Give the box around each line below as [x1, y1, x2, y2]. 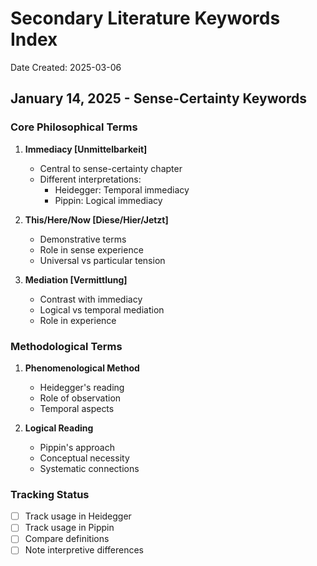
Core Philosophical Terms [10, 120, 138, 134]
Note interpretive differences [24, 544, 145, 556]
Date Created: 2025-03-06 [10, 61, 122, 73]
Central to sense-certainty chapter [39, 162, 183, 174]
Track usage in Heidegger [24, 510, 132, 522]
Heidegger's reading [39, 381, 125, 393]
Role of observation [39, 392, 122, 404]
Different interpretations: [39, 173, 142, 185]
